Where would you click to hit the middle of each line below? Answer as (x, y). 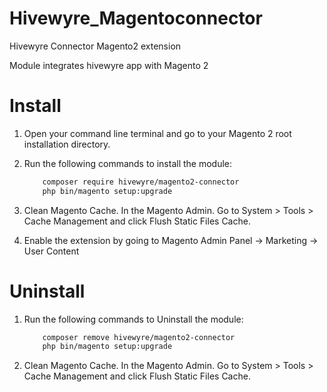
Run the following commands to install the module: (128, 163)
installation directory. (67, 144)
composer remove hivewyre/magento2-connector (139, 337)
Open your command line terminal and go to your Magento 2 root (157, 133)
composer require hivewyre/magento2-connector (141, 182)
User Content (51, 251)
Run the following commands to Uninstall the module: (133, 319)
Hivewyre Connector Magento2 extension (95, 46)
